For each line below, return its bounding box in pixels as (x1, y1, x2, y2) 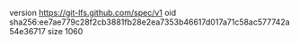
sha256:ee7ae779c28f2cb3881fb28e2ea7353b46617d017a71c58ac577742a (9, 17, 290, 27)
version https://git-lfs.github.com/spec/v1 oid (9, 8, 177, 18)
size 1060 (48, 26, 84, 36)
